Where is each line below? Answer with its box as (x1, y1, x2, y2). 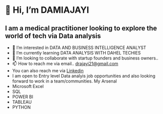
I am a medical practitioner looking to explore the (5, 24, 158, 32)
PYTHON (12, 104, 31, 110)
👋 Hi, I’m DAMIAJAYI (5, 4, 90, 16)
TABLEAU (12, 99, 32, 105)
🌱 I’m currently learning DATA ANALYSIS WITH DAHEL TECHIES (12, 50, 141, 56)
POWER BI (12, 94, 33, 100)
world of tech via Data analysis (5, 31, 101, 40)
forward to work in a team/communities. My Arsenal (12, 78, 117, 84)
